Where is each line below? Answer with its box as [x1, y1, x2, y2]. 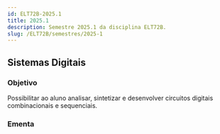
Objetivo [7, 77, 38, 87]
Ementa [7, 118, 35, 128]
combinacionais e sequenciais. [7, 101, 98, 110]
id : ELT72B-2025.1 [7, 10, 62, 18]
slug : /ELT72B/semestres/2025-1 [7, 30, 103, 38]
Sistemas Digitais [7, 56, 87, 68]
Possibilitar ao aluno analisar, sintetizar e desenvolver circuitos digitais [7, 94, 214, 102]
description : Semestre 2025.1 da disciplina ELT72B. [7, 23, 167, 30]
